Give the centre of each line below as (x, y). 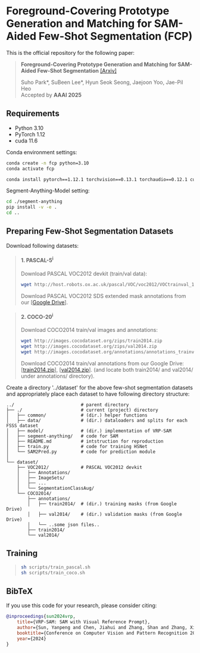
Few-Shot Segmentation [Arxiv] (77, 70)
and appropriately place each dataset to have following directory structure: (98, 394)
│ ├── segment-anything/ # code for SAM (62, 436)
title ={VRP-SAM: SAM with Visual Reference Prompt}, (84, 622)
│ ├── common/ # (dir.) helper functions (77, 415)
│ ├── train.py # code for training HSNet (77, 447)
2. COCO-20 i (37, 316)
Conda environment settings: (42, 152)
